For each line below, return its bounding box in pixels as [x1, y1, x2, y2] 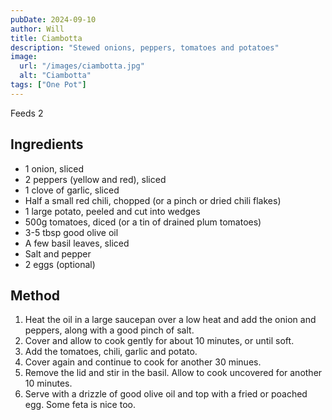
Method [10, 287, 61, 304]
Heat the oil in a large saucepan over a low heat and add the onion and [24, 314, 317, 326]
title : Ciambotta [10, 33, 83, 43]
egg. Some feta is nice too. [24, 399, 136, 411]
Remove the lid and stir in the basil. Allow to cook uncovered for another [24, 367, 323, 379]
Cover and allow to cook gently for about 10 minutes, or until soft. [24, 335, 295, 347]
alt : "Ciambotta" [19, 71, 92, 81]
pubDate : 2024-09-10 [10, 14, 97, 25]
